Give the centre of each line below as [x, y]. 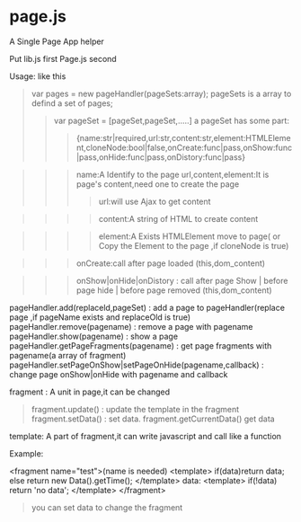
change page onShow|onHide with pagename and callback [119, 374]
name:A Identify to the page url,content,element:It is [173, 174]
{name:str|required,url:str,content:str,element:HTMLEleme [183, 137]
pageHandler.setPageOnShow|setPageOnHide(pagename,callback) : [137, 365]
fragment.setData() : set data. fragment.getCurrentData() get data [153, 419]
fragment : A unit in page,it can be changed [90, 392]
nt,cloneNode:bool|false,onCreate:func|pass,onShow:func [184, 147]
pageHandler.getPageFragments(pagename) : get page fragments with [141, 345]
